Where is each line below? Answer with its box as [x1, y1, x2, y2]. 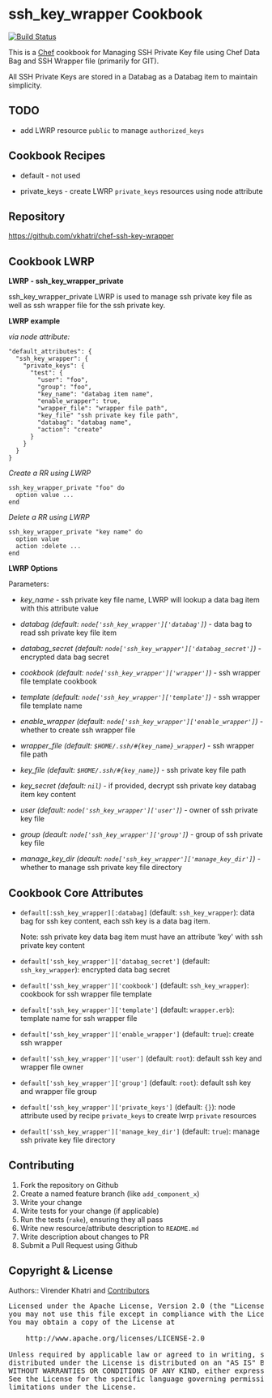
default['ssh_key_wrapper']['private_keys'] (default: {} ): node [19, 1102, 236, 1112]
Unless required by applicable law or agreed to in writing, [8, 1349, 257, 1359]
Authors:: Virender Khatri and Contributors [8, 1285, 150, 1295]
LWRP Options [8, 564, 58, 573]
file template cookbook [19, 676, 97, 686]
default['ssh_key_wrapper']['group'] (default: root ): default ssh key [19, 1078, 252, 1087]
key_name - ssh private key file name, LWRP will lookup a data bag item [19, 595, 261, 605]
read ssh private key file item [19, 628, 117, 637]
